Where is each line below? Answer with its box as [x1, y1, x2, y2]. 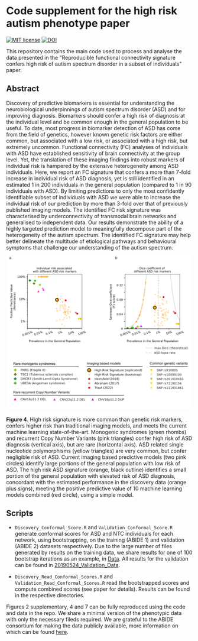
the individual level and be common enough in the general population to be [6, 118, 189, 125]
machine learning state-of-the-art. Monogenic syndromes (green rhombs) [6, 428, 187, 435]
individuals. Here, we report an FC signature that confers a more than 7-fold [6, 169, 191, 176]
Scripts [6, 509, 34, 519]
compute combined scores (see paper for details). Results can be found [14, 585, 190, 593]
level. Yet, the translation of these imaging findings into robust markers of [6, 156, 185, 163]
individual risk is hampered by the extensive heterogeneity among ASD [6, 162, 179, 169]
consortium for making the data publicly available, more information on [6, 622, 178, 629]
